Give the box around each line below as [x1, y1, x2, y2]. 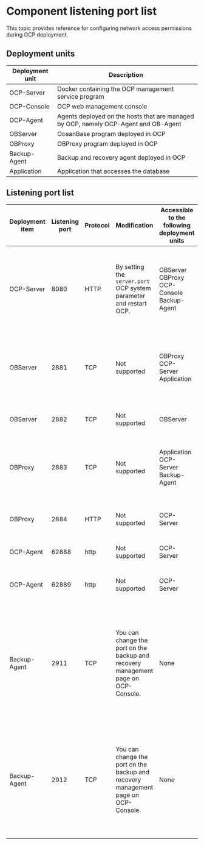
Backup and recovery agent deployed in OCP [56, 153, 186, 162]
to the [168, 213, 186, 222]
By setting [115, 262, 144, 271]
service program [56, 92, 104, 101]
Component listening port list [6, 4, 157, 18]
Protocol [84, 221, 110, 229]
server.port [115, 277, 150, 285]
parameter [115, 291, 146, 300]
